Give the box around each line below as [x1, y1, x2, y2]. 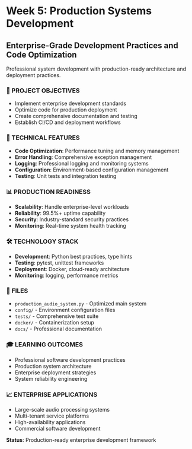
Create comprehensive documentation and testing [14, 113, 137, 120]
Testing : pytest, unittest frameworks [14, 259, 104, 266]
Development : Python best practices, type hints [14, 253, 133, 260]
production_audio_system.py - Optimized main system [14, 300, 147, 307]
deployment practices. [6, 72, 61, 78]
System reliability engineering [14, 375, 88, 382]
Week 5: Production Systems [6, 4, 152, 18]
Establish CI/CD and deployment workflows [14, 119, 121, 126]
